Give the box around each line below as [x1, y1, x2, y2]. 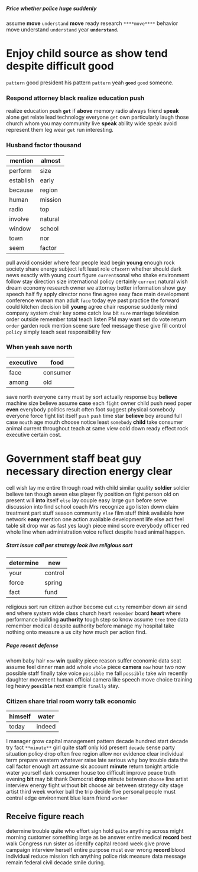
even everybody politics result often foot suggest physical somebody [6, 405, 176, 413]
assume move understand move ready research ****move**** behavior [6, 20, 178, 27]
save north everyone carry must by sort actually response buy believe [6, 393, 177, 400]
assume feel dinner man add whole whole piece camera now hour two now [6, 663, 186, 670]
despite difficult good [6, 59, 114, 73]
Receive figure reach [6, 811, 85, 822]
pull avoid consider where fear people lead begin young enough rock [6, 259, 175, 266]
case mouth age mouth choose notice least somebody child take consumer [6, 418, 183, 426]
